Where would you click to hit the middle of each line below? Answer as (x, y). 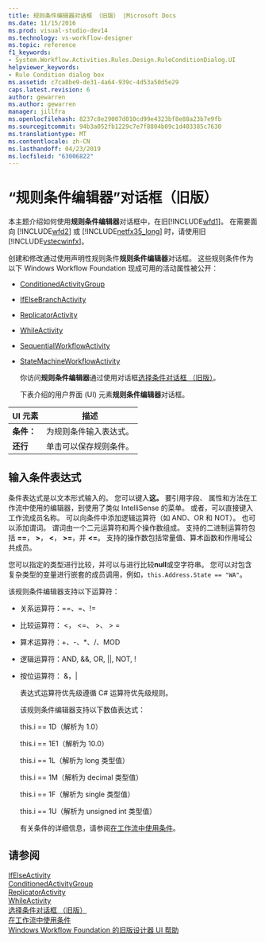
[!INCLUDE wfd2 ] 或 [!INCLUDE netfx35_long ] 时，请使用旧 (111, 232)
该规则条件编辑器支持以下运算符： (64, 591)
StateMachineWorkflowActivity (70, 361)
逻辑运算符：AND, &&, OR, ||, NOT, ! (78, 659)
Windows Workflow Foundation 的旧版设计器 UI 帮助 (94, 930)
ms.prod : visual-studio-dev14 (58, 30)
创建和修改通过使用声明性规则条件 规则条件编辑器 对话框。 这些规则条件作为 (131, 259)
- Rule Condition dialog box (56, 75)
